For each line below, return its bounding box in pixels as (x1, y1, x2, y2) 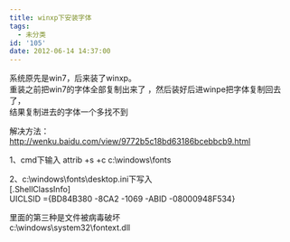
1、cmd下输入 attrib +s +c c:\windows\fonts (9, 154, 172, 165)
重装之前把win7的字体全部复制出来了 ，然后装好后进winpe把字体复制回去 (9, 84, 282, 95)
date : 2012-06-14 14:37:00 (9, 47, 111, 56)
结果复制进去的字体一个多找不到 (9, 107, 128, 117)
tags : (9, 22, 30, 31)
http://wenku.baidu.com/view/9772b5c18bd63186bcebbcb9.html (9, 136, 251, 147)
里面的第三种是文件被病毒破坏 (9, 212, 120, 223)
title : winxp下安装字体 (9, 13, 92, 23)
